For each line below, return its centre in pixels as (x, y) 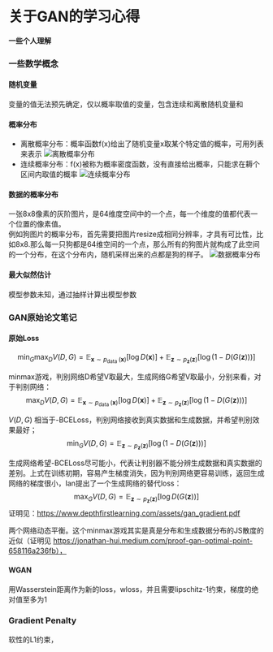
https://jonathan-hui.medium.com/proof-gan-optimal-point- (153, 541)
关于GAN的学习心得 (74, 17)
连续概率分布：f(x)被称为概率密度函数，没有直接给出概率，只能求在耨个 (140, 164)
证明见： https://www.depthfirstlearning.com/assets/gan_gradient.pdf (125, 513)
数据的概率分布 (33, 194)
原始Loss (24, 339)
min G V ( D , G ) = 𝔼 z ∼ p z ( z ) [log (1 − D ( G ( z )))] (136, 445)
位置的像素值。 (40, 224)
